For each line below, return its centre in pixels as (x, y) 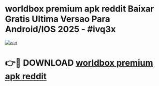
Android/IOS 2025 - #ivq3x (60, 29)
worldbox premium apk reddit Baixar (79, 9)
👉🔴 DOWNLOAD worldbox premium (79, 63)
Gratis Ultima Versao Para (58, 19)
